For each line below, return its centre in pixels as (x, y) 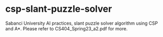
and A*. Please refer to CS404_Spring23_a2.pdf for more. (67, 28)
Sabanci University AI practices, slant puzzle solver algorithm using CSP (81, 23)
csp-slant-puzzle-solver (59, 9)
